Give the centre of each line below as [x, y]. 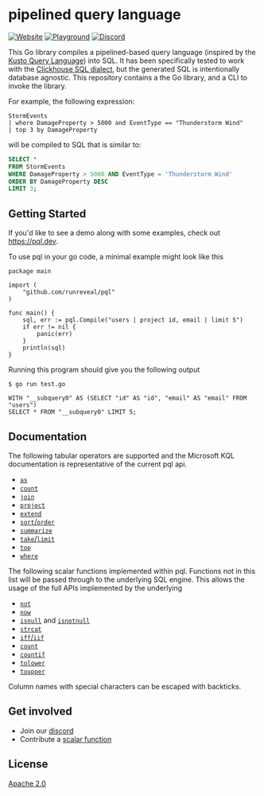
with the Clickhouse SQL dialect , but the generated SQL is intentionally [124, 68]
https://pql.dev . [33, 241]
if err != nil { [50, 327]
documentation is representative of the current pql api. [98, 464]
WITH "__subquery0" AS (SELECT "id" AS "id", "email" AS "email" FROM [128, 398]
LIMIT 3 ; [23, 189]
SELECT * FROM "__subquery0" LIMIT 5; [72, 412]
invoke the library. [38, 86]
